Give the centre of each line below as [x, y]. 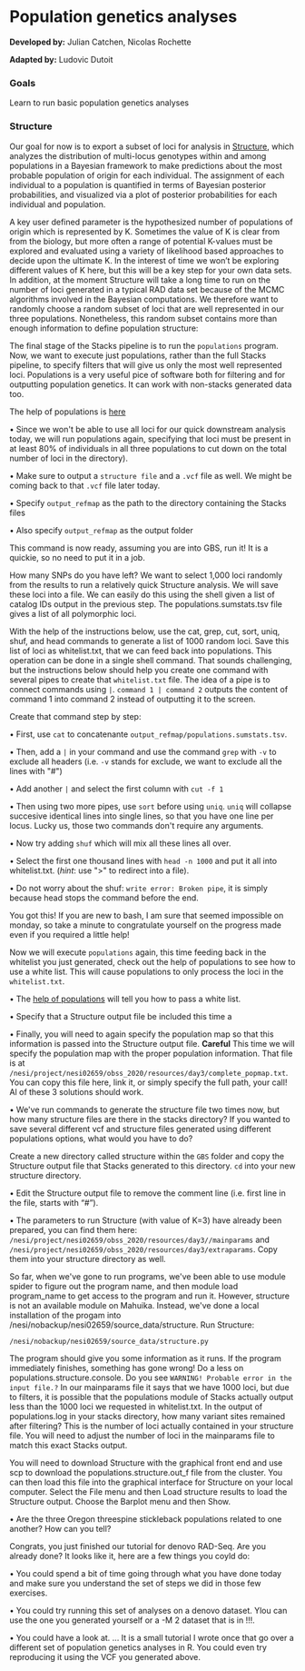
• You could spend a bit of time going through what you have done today [146, 1573]
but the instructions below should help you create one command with [139, 670]
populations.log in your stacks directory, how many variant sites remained [148, 1416]
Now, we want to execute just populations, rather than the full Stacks [138, 355]
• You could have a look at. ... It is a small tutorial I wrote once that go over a [152, 1637]
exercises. [29, 1593]
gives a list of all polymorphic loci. [73, 613]
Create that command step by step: [75, 716]
